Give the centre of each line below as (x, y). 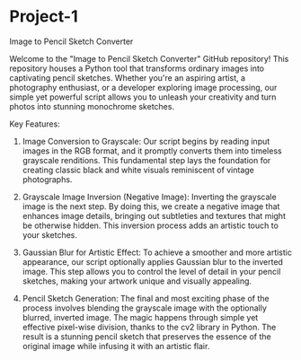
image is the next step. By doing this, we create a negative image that (151, 206)
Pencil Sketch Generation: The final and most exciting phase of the (146, 298)
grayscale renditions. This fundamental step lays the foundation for (146, 160)
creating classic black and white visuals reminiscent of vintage (138, 170)
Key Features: (35, 124)
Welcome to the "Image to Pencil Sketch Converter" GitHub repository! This (149, 58)
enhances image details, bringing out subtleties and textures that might (154, 215)
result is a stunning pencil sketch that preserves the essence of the (146, 336)
